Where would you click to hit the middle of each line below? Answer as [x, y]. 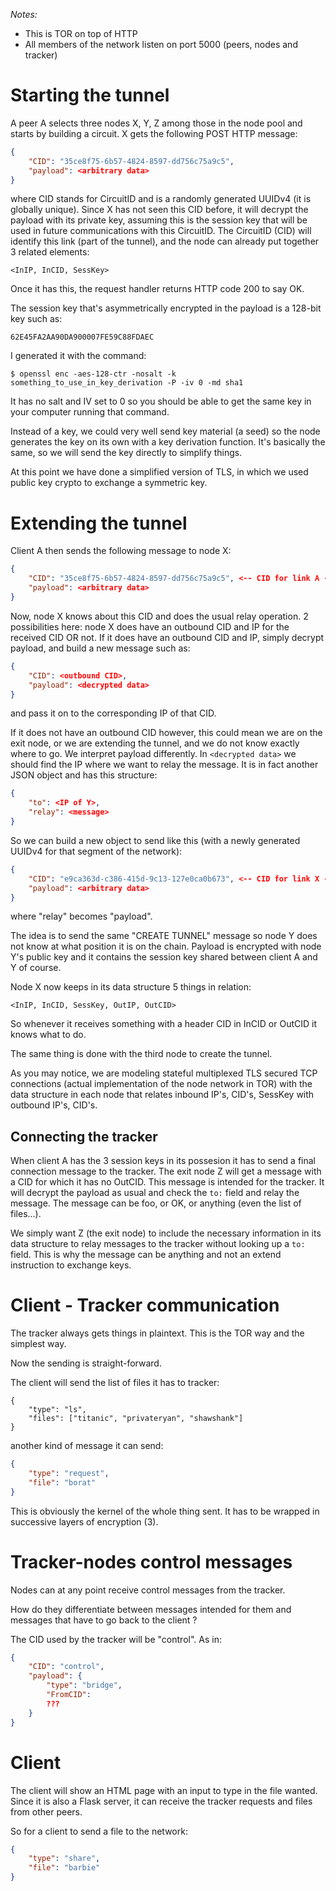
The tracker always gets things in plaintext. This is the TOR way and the [157, 1333]
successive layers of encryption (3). [84, 1521]
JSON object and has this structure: [84, 775]
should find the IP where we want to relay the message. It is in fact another [164, 765]
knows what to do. [48, 1035]
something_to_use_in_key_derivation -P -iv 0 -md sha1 [127, 383]
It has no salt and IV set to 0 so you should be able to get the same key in [161, 401]
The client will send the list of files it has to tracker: [115, 1383]
